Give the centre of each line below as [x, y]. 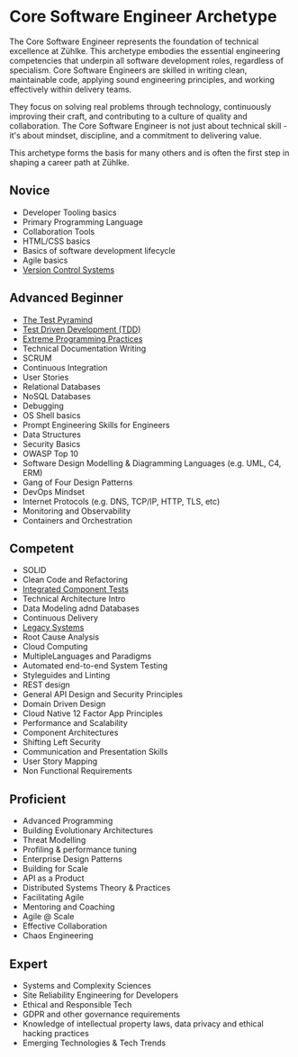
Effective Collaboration [65, 926]
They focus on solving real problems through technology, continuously [140, 106]
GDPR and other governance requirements [101, 1014]
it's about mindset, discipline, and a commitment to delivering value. [135, 135]
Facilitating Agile [53, 898]
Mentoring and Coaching [68, 907]
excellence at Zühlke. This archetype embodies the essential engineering [145, 50]
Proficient [38, 799]
